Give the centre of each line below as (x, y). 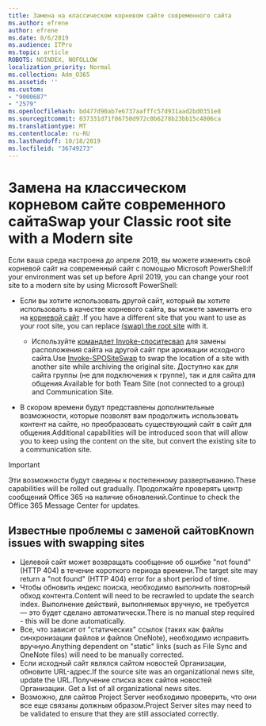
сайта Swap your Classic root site (120, 221)
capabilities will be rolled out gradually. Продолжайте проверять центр (125, 489)
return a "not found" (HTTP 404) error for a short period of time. (125, 579)
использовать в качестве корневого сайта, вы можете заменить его (135, 309)
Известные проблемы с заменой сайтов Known (131, 530)
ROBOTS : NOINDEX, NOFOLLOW (53, 60)
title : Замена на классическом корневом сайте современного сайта (120, 15)
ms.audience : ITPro (40, 45)
